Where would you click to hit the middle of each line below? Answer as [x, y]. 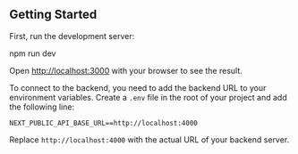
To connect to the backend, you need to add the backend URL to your [138, 87]
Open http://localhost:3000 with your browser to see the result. [126, 70]
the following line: [42, 107]
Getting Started [53, 15]
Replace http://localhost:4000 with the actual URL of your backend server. [149, 139]
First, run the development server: [72, 36]
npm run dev [33, 53]
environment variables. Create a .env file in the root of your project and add [149, 97]
